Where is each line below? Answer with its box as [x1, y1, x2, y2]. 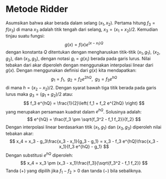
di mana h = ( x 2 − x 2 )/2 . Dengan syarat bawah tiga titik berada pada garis [5, 85, 157, 92]
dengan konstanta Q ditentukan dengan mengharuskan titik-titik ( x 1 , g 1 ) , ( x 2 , [5, 49, 161, 56]
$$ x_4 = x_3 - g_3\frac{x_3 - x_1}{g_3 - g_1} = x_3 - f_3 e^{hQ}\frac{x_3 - [9, 138, 159, 144]
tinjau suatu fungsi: [5, 33, 45, 39]
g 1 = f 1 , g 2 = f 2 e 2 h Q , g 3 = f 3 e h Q [51, 75, 117, 83]
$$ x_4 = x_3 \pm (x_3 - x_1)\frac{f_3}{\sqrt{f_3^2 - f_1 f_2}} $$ [20, 160, 148, 166]
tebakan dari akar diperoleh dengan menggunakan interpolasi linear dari [5, 62, 154, 68]
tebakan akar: [5, 130, 34, 137]
